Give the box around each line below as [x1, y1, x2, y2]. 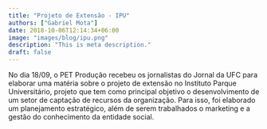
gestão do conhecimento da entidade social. [8, 112, 155, 121]
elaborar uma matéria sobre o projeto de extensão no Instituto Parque [8, 78, 237, 88]
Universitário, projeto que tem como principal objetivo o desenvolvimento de [8, 87, 260, 96]
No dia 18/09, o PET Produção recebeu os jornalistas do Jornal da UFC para [8, 70, 257, 79]
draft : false [8, 48, 52, 56]
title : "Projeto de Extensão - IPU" [8, 11, 130, 20]
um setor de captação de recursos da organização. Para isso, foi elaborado [8, 96, 256, 104]
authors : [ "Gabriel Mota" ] [8, 19, 98, 27]
